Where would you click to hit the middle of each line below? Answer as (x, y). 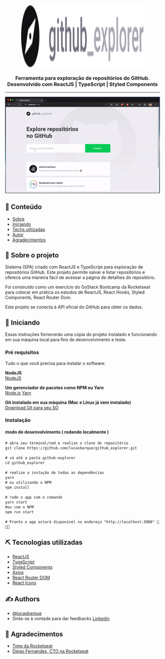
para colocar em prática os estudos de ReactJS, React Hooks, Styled (75, 292)
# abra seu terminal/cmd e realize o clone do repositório (67, 443)
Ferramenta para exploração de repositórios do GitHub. (82, 78)
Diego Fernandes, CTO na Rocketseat (50, 651)
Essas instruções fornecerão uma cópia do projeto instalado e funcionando (81, 334)
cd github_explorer (25, 463)
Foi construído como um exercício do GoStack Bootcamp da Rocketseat (78, 287)
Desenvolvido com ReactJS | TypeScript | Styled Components (82, 84)
